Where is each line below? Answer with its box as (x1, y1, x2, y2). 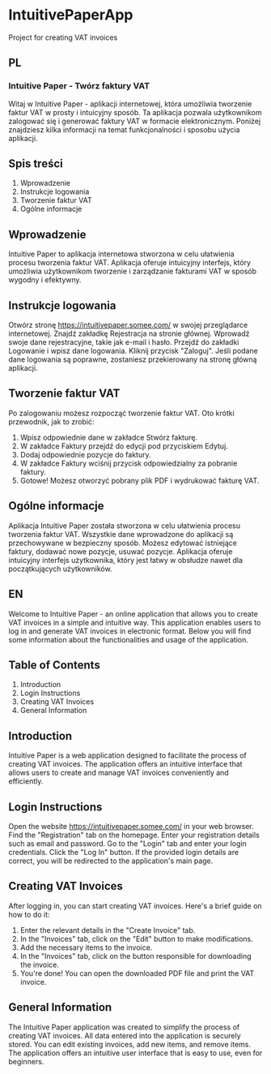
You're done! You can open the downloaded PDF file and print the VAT (19, 968, 255, 978)
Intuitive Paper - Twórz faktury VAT (8, 80, 150, 92)
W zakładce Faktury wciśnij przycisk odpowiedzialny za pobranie (19, 458, 238, 468)
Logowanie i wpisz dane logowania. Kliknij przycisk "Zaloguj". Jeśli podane (8, 346, 259, 356)
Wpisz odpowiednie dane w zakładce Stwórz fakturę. (19, 432, 198, 442)
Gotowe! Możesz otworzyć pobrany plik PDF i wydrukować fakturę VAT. (19, 475, 260, 485)
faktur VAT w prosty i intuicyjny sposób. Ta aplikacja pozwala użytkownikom (8, 107, 263, 117)
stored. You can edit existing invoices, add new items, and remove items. (8, 1039, 251, 1049)
